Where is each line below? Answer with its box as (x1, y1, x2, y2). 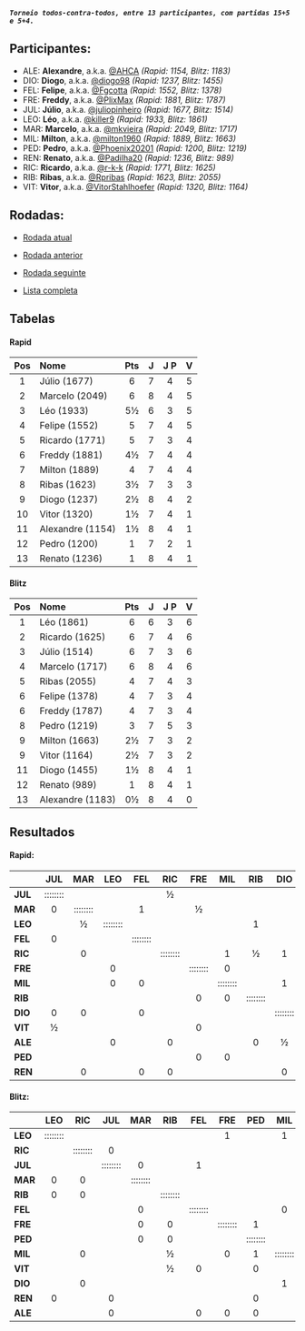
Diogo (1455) (39, 764, 98, 777)
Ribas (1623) (39, 479, 97, 491)
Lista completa (22, 285, 79, 296)
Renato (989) (39, 779, 97, 792)
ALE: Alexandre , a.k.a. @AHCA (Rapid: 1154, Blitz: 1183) (22, 65, 231, 76)
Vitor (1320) (39, 508, 93, 520)
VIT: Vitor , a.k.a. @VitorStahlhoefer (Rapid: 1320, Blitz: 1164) (22, 181, 249, 192)
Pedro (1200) (39, 538, 98, 550)
